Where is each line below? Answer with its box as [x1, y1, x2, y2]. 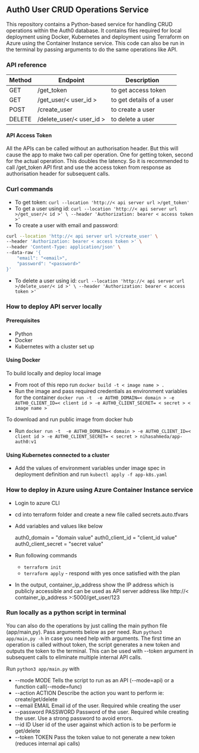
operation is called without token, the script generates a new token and [6, 641, 180, 648]
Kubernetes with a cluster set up [14, 343, 94, 350]
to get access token [110, 86, 166, 95]
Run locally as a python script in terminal [6, 608, 127, 617]
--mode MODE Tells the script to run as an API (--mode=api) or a [14, 676, 174, 683]
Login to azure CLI [14, 499, 60, 506]
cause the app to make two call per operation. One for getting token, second [6, 151, 193, 158]
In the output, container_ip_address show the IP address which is [14, 581, 174, 588]
